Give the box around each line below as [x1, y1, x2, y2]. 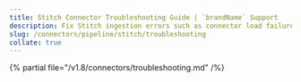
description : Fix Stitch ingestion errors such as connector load [9, 21, 262, 30]
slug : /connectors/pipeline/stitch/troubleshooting [9, 29, 206, 38]
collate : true [9, 37, 63, 47]
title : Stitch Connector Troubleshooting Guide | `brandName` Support [9, 12, 279, 22]
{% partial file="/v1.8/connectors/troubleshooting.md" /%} [9, 62, 226, 73]
